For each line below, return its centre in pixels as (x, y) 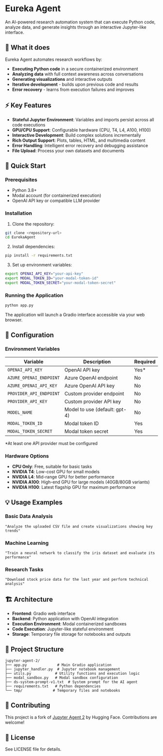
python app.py (19, 305)
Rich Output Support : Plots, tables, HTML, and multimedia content (79, 140)
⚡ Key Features (28, 105)
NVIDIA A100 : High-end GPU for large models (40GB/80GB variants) (81, 482)
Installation (19, 213)
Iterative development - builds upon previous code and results (75, 84)
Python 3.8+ (24, 190)
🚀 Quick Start (25, 166)
